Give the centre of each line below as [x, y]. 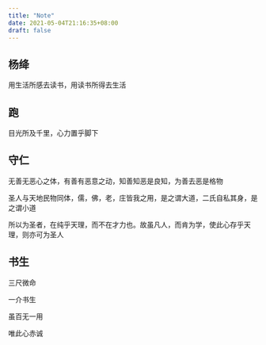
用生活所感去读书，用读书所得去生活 [67, 85]
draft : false [30, 30]
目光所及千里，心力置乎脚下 [53, 133]
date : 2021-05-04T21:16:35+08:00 [63, 23]
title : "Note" [32, 15]
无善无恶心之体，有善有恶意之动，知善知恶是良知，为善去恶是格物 [116, 181]
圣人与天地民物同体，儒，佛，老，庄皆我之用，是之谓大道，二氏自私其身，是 [133, 197]
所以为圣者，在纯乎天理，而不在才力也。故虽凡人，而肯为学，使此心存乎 [126, 224]
